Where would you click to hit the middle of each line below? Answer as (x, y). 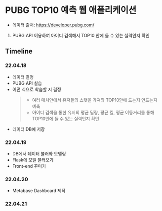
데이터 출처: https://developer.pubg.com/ (53, 25)
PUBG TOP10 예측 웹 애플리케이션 (71, 10)
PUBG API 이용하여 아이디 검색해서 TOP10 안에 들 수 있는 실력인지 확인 (81, 35)
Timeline (19, 51)
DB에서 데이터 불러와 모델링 (39, 153)
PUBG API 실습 (27, 83)
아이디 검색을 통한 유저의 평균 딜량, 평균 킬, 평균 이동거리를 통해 (93, 112)
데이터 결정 (23, 77)
